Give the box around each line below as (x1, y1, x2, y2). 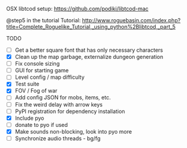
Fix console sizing (14, 60, 60, 67)
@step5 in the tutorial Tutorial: (6, 17, 81, 23)
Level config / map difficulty (14, 73, 85, 81)
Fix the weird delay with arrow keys (14, 100, 103, 108)
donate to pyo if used (14, 121, 68, 128)
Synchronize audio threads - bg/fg (14, 135, 101, 142)
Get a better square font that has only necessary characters (14, 46, 164, 54)
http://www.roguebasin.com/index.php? (82, 17, 181, 23)
